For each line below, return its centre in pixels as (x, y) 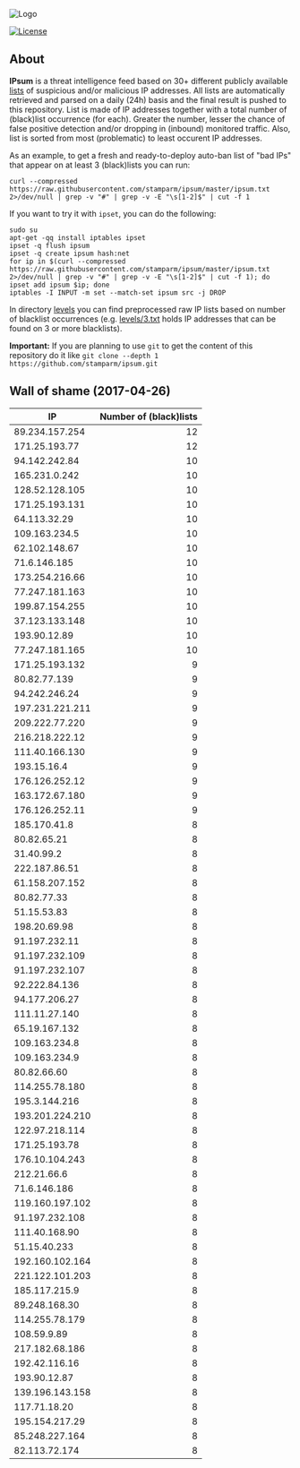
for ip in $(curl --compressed (68, 261)
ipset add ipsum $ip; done (60, 285)
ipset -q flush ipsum (50, 245)
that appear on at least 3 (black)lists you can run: (100, 165)
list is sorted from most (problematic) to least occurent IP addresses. (136, 138)
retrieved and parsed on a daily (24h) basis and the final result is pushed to (148, 99)
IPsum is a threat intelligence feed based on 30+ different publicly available (149, 81)
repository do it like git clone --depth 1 (84, 355)
